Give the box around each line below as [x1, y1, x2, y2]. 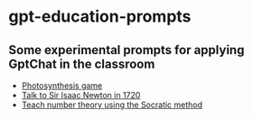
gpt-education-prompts [8, 6, 192, 27]
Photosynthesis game [21, 80, 103, 91]
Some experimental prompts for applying [8, 42, 245, 58]
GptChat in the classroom [8, 56, 155, 71]
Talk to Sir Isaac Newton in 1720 [21, 90, 141, 100]
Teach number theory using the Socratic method [21, 99, 203, 110]
